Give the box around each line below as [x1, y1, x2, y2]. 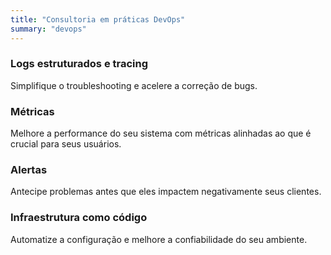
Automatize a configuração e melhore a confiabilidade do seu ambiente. [10, 233, 308, 245]
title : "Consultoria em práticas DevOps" [10, 14, 186, 25]
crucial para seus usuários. [10, 138, 122, 150]
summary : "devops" [10, 24, 87, 34]
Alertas [10, 163, 48, 177]
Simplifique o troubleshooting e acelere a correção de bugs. [10, 79, 258, 91]
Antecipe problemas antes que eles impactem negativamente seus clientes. [10, 186, 322, 198]
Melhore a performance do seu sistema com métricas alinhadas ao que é [10, 127, 312, 140]
